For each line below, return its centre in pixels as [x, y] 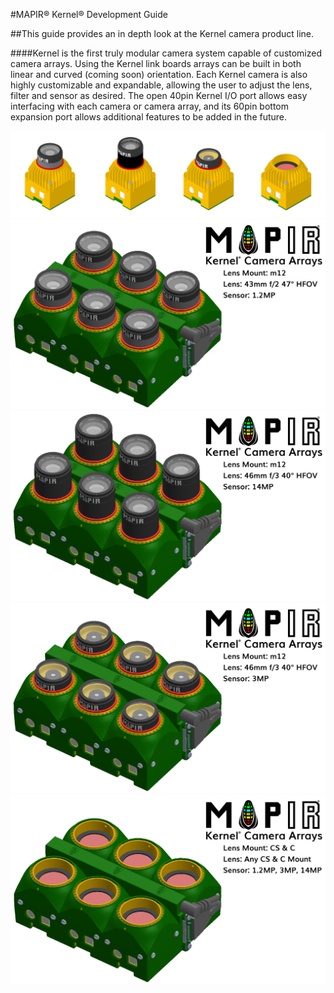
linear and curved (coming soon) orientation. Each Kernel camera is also [159, 74]
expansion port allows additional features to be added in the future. [149, 117]
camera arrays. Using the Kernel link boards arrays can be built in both [156, 63]
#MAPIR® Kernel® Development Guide [89, 14]
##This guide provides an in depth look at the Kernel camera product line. [162, 33]
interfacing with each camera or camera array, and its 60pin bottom [150, 106]
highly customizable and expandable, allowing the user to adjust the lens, [161, 85]
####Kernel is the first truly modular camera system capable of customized [166, 53]
